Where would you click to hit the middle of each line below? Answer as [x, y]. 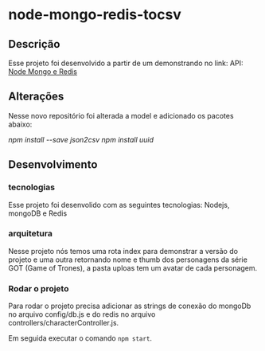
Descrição [34, 44]
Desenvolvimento [53, 165]
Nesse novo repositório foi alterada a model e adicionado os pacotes [121, 115]
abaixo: [20, 124]
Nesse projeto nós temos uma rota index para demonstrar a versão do [123, 251]
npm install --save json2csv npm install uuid [81, 139]
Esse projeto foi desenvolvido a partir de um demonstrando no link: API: [126, 63]
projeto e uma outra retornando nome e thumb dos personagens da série [128, 259]
